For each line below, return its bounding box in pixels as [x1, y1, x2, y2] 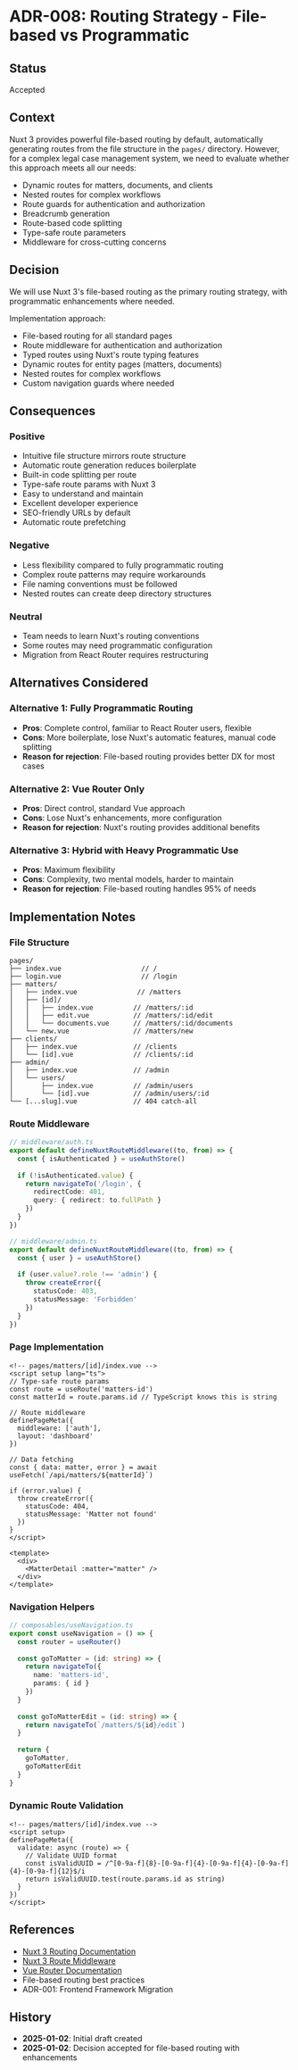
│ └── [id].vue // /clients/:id [9, 1050, 194, 1059]
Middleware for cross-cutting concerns [21, 237, 167, 247]
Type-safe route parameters [21, 227, 127, 237]
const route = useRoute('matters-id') [9, 1384, 153, 1393]
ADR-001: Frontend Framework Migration [21, 1983, 174, 1994]
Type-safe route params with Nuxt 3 [21, 479, 156, 490]
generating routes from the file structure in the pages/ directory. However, [9, 143, 280, 154]
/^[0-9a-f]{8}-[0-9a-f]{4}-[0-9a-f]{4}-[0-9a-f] [104, 1858, 290, 1867]
